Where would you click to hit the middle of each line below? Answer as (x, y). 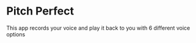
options (16, 34)
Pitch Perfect (40, 11)
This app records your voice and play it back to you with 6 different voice (98, 28)
